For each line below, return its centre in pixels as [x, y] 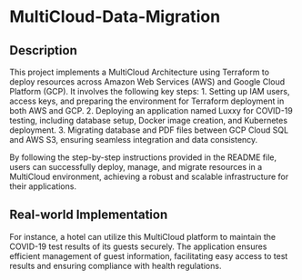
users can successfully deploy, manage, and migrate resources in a [136, 167]
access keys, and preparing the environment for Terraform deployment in [147, 101]
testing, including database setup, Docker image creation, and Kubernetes [149, 120]
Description [43, 50]
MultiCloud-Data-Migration [115, 17]
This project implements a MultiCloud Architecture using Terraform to [140, 72]
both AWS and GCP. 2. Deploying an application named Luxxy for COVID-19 [151, 110]
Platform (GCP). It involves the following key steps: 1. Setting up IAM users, [150, 91]
